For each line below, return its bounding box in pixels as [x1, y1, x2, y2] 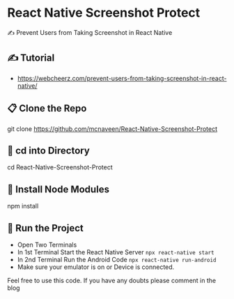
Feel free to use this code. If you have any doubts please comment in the [7, 277, 217, 284]
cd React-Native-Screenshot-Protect [7, 163, 113, 171]
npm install [7, 202, 39, 210]
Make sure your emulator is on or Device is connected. [17, 263, 175, 271]
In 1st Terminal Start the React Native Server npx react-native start [17, 248, 214, 256]
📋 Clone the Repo [7, 102, 87, 114]
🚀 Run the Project [7, 222, 84, 234]
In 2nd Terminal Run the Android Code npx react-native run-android [17, 256, 217, 263]
